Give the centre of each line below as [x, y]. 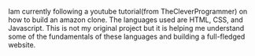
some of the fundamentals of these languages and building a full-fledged [127, 36]
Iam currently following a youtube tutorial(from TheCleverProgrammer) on [128, 11]
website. [22, 45]
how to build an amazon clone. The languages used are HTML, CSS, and [126, 20]
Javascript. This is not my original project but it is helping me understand [126, 28]
